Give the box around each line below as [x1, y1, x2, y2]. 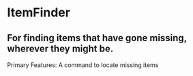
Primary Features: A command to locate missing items [7, 61, 159, 69]
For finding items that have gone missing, [7, 32, 188, 44]
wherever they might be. [7, 42, 114, 54]
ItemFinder [7, 5, 70, 21]
